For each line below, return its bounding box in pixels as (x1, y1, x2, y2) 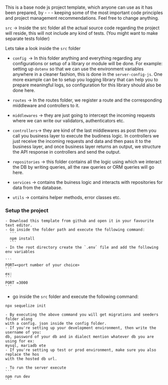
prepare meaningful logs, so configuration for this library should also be (12, 82, 161, 88)
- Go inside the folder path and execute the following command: (5, 227, 145, 232)
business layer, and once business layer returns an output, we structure (12, 143, 161, 150)
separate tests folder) (5, 35, 50, 41)
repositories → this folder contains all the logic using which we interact (12, 159, 162, 165)
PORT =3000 (5, 280, 28, 285)
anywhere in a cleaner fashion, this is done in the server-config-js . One (12, 71, 162, 77)
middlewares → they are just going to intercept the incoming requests (12, 112, 155, 118)
